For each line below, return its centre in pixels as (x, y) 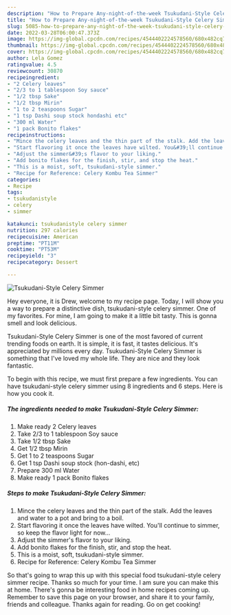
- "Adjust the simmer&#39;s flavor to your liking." (84, 154)
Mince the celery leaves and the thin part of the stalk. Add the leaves (114, 511)
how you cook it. (31, 393)
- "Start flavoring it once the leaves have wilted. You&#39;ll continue (115, 148)
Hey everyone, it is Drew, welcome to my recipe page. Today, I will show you (115, 301)
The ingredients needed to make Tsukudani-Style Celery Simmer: (103, 409)
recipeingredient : (33, 77)
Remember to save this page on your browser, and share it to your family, (111, 597)
